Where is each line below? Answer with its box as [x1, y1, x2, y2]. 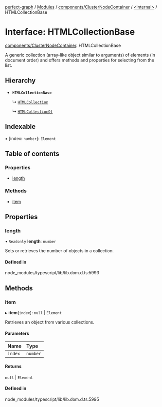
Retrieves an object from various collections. [5, 319, 95, 325]
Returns [5, 363, 22, 369]
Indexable [5, 122, 36, 131]
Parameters [5, 330, 29, 336]
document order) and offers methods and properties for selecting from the [5, 57, 155, 63]
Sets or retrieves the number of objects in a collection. [5, 248, 114, 254]
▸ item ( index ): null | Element [5, 310, 62, 316]
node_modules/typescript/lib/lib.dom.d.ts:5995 [5, 396, 100, 402]
